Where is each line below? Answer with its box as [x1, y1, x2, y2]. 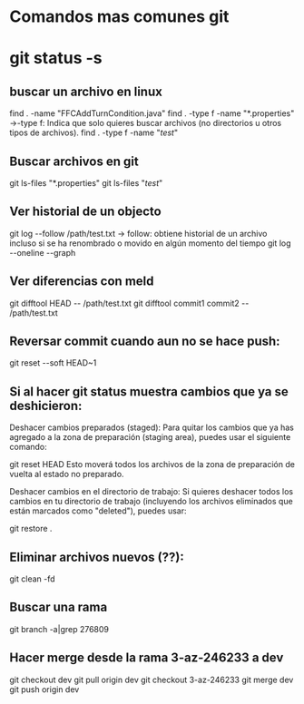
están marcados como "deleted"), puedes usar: [9, 505, 187, 516]
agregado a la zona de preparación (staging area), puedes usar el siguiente [9, 432, 291, 443]
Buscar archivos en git [9, 153, 139, 169]
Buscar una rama [9, 600, 108, 615]
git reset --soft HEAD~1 [9, 357, 97, 368]
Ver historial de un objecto [9, 204, 162, 220]
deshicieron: [9, 397, 83, 414]
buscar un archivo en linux [9, 83, 163, 99]
